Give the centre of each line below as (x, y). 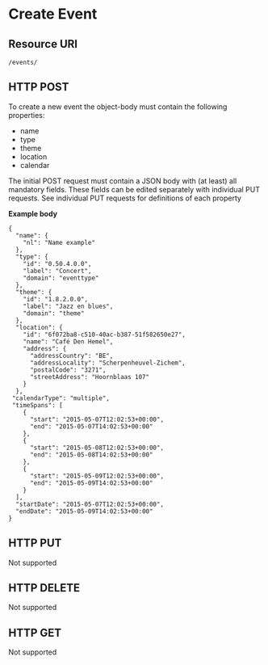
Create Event (53, 14)
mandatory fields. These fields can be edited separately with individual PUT (134, 189)
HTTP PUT (35, 543)
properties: (27, 115)
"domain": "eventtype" (61, 278)
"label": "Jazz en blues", (68, 306)
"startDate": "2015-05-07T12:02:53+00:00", (90, 504)
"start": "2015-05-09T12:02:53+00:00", (96, 476)
